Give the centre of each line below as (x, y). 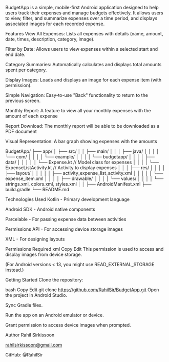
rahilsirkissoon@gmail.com (34, 345)
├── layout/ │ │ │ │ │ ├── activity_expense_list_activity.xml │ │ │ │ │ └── (84, 173)
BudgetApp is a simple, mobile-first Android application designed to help (82, 7)
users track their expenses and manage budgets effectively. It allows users (84, 13)
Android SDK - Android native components (50, 209)
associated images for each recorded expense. (55, 24)
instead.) (15, 270)
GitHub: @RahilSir (24, 355)
